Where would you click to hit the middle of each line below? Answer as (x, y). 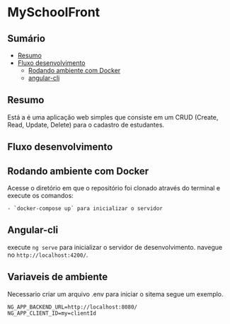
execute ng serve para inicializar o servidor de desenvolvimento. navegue (115, 247)
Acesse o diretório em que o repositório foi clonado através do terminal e (114, 188)
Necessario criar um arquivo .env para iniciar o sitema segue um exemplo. (116, 294)
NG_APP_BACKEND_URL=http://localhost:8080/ (73, 307)
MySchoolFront (54, 12)
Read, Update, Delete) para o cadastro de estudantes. (86, 125)
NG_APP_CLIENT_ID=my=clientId (52, 313)
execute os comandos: (41, 196)
